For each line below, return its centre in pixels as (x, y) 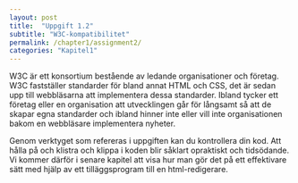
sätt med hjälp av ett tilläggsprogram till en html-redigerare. (119, 170)
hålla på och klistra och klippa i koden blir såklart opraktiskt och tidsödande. (149, 150)
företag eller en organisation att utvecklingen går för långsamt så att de (140, 104)
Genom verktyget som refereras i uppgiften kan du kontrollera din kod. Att (145, 141)
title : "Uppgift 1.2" (51, 26)
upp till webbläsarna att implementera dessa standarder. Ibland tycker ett (144, 96)
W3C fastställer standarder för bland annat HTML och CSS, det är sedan (142, 86)
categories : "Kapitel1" (54, 51)
